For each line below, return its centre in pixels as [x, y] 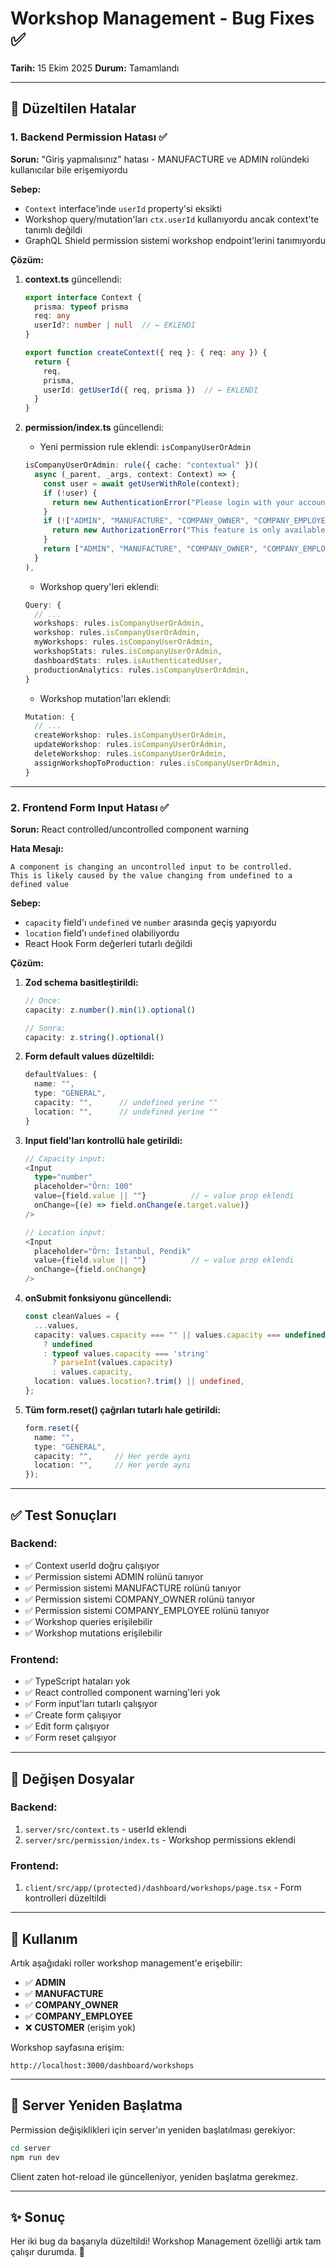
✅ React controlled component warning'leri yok [122, 1693]
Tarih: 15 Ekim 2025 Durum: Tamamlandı [95, 68]
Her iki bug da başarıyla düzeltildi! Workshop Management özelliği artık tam [166, 2241]
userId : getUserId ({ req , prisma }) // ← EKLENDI [151, 390]
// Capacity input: [65, 1158]
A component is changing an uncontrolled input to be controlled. [151, 867]
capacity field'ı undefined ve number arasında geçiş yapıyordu [150, 922]
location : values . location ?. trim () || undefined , [139, 1382]
